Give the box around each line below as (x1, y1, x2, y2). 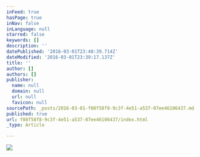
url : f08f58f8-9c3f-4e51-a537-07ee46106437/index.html (6, 116, 148, 122)
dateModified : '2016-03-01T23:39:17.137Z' (6, 54, 116, 60)
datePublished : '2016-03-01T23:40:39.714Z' (6, 49, 119, 55)
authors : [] (6, 71, 36, 77)
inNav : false (6, 20, 40, 26)
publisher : (6, 77, 34, 83)
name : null (12, 83, 40, 89)
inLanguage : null (6, 26, 50, 32)
